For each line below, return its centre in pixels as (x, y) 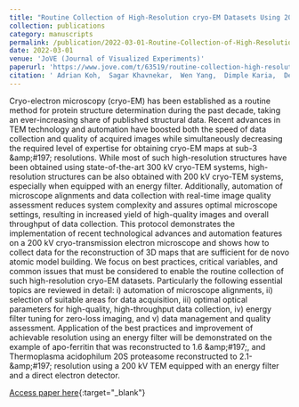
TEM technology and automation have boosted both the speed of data (138, 129)
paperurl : (28, 68)
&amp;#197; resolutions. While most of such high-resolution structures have (148, 158)
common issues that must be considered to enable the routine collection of (147, 271)
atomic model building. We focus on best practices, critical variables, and (144, 261)
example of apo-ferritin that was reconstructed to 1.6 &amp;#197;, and (137, 346)
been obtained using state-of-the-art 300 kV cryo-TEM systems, (128, 167)
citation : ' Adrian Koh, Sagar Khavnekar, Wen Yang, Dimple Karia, (143, 76)
